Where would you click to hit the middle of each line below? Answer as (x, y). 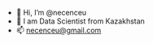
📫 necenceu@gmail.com (59, 30)
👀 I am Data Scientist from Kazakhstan (80, 21)
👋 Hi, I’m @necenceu (51, 13)
